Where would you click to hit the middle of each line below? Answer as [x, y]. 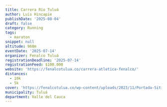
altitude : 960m [21, 46]
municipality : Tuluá [27, 92]
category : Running [24, 28]
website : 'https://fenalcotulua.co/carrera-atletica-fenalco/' [72, 70]
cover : [12, 88]
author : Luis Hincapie [29, 14]
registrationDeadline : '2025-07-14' [43, 60]
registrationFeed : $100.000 [34, 65]
